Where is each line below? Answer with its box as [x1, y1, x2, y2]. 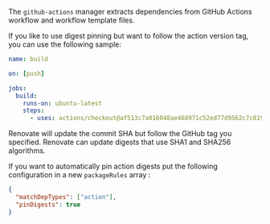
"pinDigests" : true [15, 201, 81, 209]
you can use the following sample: [8, 39, 122, 49]
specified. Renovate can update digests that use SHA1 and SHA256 [8, 137, 231, 147]
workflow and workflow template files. [8, 15, 135, 25]
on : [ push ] [8, 69, 45, 77]
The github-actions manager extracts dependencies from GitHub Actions [8, 7, 252, 16]
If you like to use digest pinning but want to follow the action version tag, [8, 31, 249, 40]
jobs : [8, 84, 27, 92]
